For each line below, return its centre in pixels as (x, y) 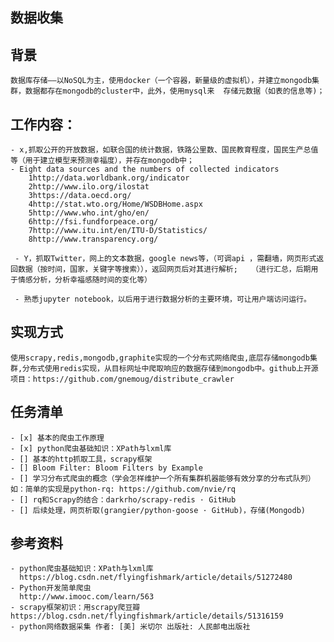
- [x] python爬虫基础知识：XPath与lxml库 (91, 448)
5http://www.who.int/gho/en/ (89, 213)
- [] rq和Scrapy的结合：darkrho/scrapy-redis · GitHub (123, 499)
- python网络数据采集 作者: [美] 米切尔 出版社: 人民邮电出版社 (130, 627)
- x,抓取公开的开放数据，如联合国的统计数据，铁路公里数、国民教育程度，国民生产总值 (164, 150)
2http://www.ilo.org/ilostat (89, 187)
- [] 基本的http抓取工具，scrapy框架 (81, 459)
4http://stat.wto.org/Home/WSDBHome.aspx (115, 204)
